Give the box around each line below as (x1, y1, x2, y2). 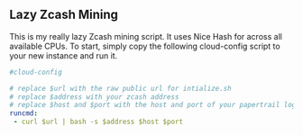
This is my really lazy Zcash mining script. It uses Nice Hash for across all (9, 31, 282, 41)
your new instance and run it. (9, 49, 118, 61)
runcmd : (9, 109, 39, 118)
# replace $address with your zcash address (9, 92, 179, 102)
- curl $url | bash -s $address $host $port (13, 117, 183, 127)
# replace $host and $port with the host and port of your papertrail (9, 101, 280, 110)
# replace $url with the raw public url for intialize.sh (9, 84, 232, 93)
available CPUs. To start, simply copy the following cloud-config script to (9, 40, 281, 51)
